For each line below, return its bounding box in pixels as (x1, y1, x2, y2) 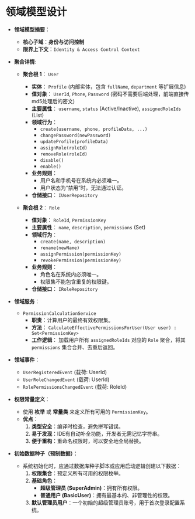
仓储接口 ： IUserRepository (31, 191, 98, 198)
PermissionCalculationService (22, 310, 97, 317)
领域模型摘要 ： (13, 26, 50, 33)
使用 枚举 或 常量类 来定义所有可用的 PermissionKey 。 (22, 408, 151, 415)
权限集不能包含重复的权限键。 (40, 278, 112, 285)
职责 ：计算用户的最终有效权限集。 (31, 316, 114, 323)
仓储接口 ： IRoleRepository (31, 285, 98, 292)
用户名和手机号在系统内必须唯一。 (40, 177, 123, 184)
